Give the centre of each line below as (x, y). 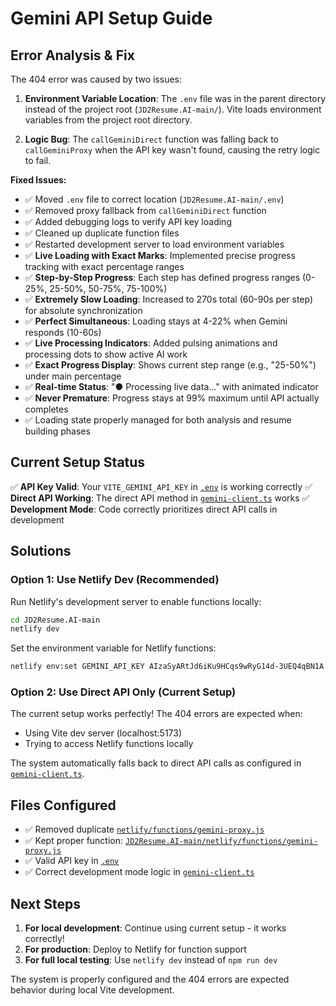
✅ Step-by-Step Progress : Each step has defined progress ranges (162, 277)
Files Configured (63, 805)
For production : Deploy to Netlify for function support (135, 949)
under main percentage (73, 376)
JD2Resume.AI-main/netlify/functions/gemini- (221, 842)
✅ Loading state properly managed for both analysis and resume (158, 420)
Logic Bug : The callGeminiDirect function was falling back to (151, 139)
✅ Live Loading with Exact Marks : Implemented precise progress (160, 255)
